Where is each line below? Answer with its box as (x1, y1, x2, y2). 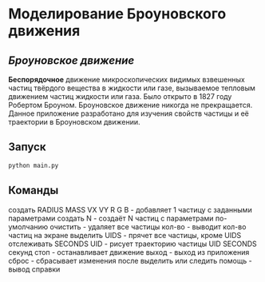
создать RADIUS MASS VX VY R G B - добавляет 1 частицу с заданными (8, 205, 253, 214)
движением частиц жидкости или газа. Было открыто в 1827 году (8, 92, 232, 101)
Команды (8, 184, 59, 197)
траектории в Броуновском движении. (8, 117, 140, 126)
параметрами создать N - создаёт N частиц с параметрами (8, 213, 214, 223)
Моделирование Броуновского (8, 5, 227, 23)
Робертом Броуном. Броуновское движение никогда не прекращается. (8, 101, 253, 109)
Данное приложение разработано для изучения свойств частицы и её (8, 109, 249, 118)
